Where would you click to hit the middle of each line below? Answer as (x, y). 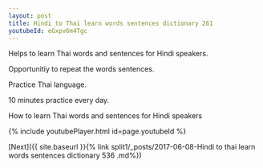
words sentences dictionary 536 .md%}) (75, 156)
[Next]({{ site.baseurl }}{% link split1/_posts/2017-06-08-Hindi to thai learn (132, 147)
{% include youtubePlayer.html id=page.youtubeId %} (97, 131)
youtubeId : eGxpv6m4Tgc (48, 31)
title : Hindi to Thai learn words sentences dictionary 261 (111, 23)
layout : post (30, 16)
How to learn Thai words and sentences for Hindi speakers (105, 116)
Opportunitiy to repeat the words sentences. (81, 69)
